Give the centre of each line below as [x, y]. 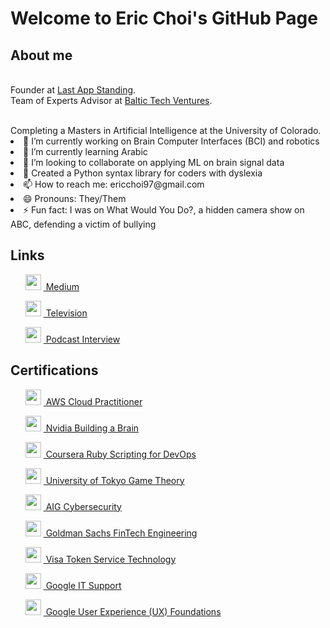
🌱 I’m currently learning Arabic [85, 151]
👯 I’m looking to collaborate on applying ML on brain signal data [154, 162]
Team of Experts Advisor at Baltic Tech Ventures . [111, 100]
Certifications [54, 370]
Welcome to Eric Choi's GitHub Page [164, 18]
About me [41, 55]
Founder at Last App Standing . [73, 90]
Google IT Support [83, 585]
